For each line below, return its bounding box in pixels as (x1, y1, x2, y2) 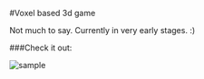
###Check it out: (9, 42, 73, 53)
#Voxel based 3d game (9, 8, 96, 18)
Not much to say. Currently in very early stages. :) (9, 25, 196, 35)
